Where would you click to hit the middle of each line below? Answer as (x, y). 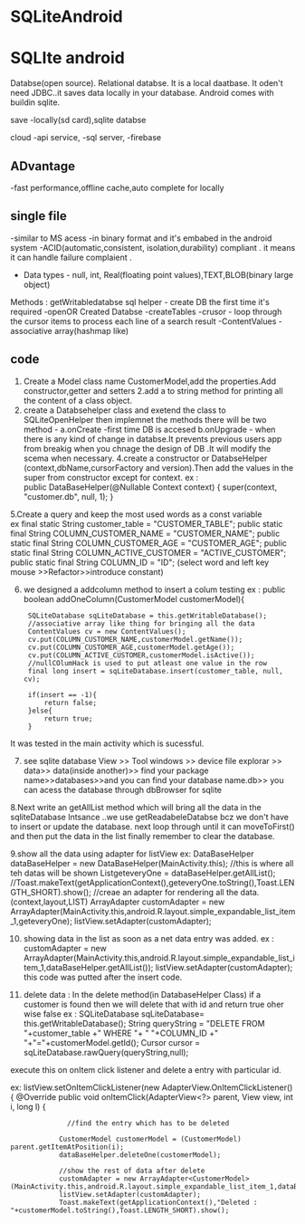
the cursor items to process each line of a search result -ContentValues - (147, 321)
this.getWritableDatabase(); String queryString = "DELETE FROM (144, 1023)
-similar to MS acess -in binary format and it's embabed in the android (141, 238)
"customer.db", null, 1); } (68, 496)
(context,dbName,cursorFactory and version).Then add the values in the (158, 467)
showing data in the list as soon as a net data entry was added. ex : (148, 938)
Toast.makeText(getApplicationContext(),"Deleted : (158, 1202)
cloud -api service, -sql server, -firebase (86, 138)
